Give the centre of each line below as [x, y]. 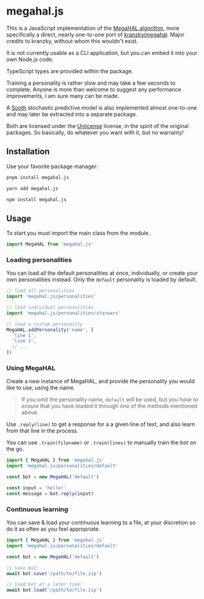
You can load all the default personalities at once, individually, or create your [102, 273]
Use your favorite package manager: [52, 166]
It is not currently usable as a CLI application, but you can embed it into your [102, 52]
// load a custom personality [45, 324]
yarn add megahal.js [33, 188]
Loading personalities [39, 260]
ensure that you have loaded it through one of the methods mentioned [109, 406]
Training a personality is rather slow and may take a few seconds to [91, 83]
